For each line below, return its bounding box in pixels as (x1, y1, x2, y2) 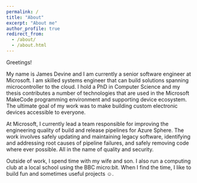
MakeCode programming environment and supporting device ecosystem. (6, 95, 187, 103)
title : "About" (6, 14, 44, 20)
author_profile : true (6, 25, 60, 32)
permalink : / (6, 8, 39, 15)
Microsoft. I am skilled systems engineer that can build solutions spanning (6, 76, 189, 84)
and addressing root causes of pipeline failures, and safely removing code (6, 139, 189, 146)
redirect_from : (6, 31, 44, 37)
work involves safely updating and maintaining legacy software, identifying (6, 133, 190, 140)
